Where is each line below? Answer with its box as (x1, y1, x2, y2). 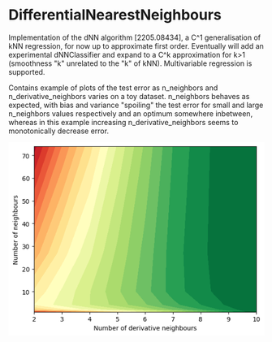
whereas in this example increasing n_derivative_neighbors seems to (8, 117, 239, 127)
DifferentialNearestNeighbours (8, 6, 222, 24)
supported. (8, 67, 45, 76)
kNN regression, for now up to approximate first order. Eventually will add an (8, 41, 264, 50)
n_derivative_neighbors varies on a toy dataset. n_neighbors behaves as (8, 91, 250, 101)
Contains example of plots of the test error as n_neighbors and (8, 83, 218, 93)
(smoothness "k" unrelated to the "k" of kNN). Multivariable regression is (8, 58, 253, 68)
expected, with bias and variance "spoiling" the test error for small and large (8, 100, 264, 110)
